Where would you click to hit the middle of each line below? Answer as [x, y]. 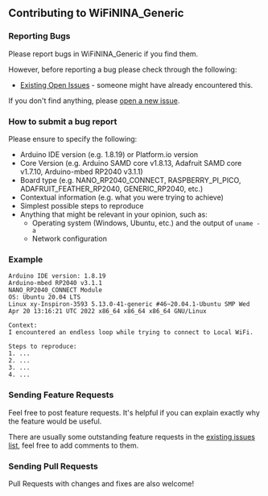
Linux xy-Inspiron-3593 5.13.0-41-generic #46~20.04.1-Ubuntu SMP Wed [129, 304]
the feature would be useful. [55, 421]
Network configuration [69, 238]
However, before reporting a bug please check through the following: [123, 69]
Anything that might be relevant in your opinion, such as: [113, 214]
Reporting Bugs [39, 36]
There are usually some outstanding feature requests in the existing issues [132, 436]
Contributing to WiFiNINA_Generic [96, 13]
